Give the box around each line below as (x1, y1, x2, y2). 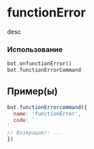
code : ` (13, 117, 36, 124)
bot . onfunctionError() (7, 60, 72, 67)
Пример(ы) (7, 86, 58, 98)
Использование (7, 45, 63, 54)
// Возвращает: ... (7, 129, 63, 137)
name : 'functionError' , (13, 110, 81, 117)
